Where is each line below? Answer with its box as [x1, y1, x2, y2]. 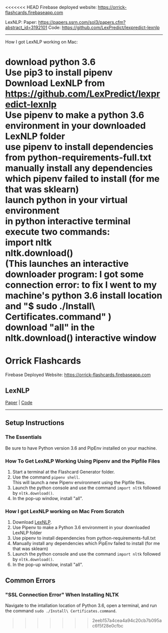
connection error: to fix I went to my [5, 279, 157, 291]
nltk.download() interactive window [5, 332, 156, 344]
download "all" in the [5, 322, 95, 333]
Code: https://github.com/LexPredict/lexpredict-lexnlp [48, 24, 160, 30]
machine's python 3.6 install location [5, 290, 162, 301]
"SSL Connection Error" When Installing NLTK [5, 591, 119, 598]
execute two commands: [5, 226, 110, 238]
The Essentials [5, 434, 42, 441]
